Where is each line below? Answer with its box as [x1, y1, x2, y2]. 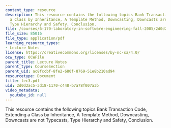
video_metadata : [5, 87, 40, 93]
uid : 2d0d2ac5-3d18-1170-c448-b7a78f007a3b [5, 83, 99, 88]
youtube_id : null [10, 92, 47, 98]
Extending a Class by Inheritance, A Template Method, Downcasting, [5, 112, 149, 118]
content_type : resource [5, 7, 56, 13]
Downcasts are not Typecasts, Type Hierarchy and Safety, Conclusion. [5, 117, 154, 123]
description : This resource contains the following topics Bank [5, 12, 145, 17]
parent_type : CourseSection [5, 64, 65, 69]
